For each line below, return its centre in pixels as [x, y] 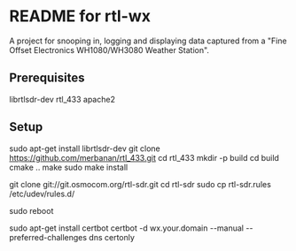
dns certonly [112, 237]
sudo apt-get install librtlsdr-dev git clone [85, 148]
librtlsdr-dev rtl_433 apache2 [62, 99]
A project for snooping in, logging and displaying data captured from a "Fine [148, 41]
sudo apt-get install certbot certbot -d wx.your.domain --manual [127, 228]
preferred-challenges [48, 237]
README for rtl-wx [80, 16]
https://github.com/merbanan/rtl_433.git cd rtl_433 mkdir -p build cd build [144, 157]
